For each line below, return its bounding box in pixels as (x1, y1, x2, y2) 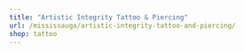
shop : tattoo (9, 29, 58, 38)
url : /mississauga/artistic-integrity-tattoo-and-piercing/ (9, 21, 237, 30)
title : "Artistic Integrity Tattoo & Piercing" (9, 12, 189, 22)
